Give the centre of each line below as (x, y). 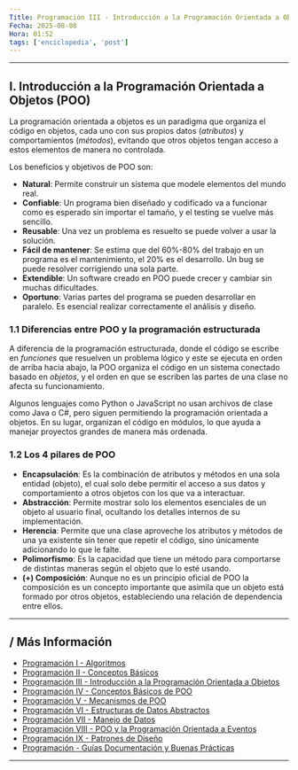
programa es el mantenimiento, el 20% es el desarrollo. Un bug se (143, 260)
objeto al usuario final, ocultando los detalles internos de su (131, 511)
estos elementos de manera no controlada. (87, 150)
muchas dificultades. (60, 288)
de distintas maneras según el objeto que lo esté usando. (126, 568)
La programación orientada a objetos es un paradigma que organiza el (137, 121)
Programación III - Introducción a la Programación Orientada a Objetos (151, 682)
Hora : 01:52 (31, 34)
